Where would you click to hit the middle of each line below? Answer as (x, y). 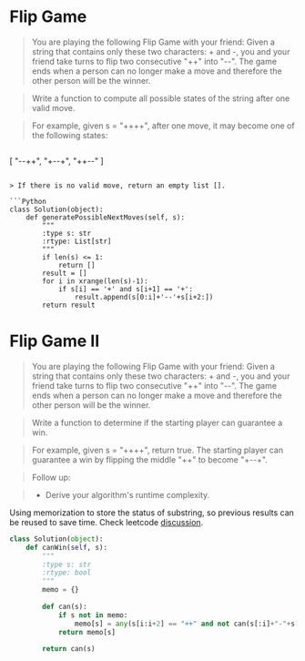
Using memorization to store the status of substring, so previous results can (152, 513)
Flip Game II (55, 341)
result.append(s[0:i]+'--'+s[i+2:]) (144, 297)
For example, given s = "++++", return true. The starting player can (158, 450)
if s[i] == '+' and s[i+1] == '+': (126, 289)
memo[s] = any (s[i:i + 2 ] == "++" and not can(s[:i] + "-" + (183, 624)
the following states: (70, 135)
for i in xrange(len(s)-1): (95, 281)
